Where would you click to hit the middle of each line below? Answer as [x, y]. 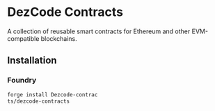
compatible [23, 38]
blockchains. [59, 38]
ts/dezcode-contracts [39, 101]
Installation [32, 61]
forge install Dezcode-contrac [53, 94]
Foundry [22, 80]
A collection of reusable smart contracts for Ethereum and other [99, 31]
